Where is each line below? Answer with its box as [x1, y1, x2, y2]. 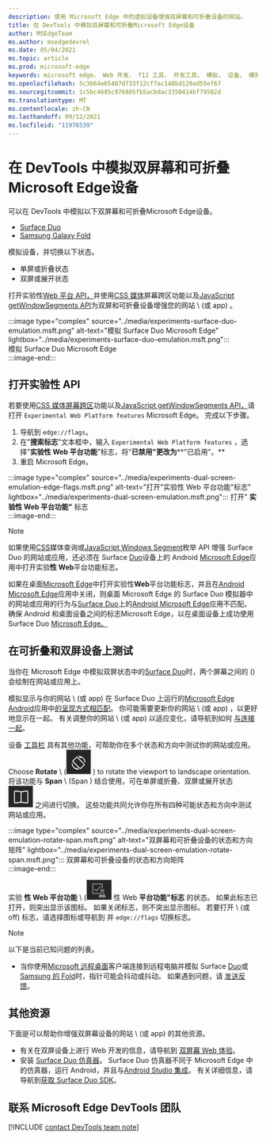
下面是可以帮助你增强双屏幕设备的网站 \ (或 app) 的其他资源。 [8, 1029, 210, 1038]
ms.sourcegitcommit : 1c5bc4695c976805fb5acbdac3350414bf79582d [8, 88, 222, 96]
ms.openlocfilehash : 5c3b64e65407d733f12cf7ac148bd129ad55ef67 [8, 79, 222, 87]
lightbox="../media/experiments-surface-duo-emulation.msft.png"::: [8, 334, 230, 344]
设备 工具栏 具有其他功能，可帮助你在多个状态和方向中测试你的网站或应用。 [8, 740, 255, 749]
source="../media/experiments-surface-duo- [90, 316, 237, 326]
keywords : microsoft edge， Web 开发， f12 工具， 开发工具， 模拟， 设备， [8, 71, 245, 79]
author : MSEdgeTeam [8, 29, 73, 37]
